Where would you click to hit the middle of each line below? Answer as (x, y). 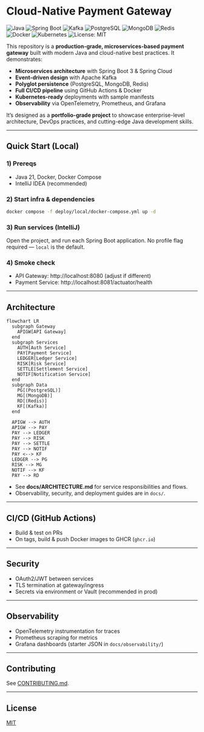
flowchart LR (23, 321)
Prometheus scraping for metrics (56, 637)
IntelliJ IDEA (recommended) (51, 183)
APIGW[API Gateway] (42, 332)
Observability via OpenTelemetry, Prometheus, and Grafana (90, 103)
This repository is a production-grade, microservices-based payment (95, 46)
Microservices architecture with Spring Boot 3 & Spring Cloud (93, 71)
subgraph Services (35, 343)
